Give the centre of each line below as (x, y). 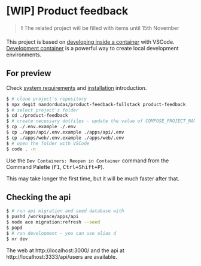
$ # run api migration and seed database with (65, 211)
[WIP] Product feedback (67, 11)
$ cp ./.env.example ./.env (41, 127)
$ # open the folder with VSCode (48, 143)
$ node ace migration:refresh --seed (53, 222)
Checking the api (39, 197)
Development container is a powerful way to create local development (92, 48)
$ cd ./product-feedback (37, 116)
